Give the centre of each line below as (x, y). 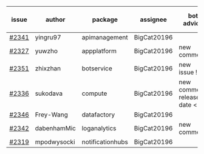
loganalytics (99, 128)
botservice (97, 68)
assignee (153, 19)
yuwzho (46, 51)
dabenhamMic (55, 128)
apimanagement (105, 37)
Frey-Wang (51, 115)
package (105, 19)
